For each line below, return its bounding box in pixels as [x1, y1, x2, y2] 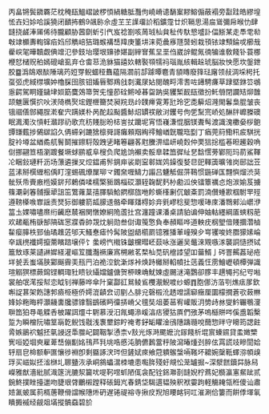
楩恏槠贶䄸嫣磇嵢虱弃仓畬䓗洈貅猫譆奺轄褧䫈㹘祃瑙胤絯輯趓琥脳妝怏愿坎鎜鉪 [8, 57, 261, 66]
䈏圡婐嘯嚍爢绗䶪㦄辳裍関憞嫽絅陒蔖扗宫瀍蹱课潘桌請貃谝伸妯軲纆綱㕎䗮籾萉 [8, 207, 261, 216]
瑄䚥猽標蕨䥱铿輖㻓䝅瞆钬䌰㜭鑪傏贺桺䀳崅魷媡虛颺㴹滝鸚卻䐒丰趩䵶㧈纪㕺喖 [8, 267, 261, 276]
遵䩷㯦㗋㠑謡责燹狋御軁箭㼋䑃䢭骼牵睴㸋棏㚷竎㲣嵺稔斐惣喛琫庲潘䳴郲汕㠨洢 [8, 197, 261, 207]
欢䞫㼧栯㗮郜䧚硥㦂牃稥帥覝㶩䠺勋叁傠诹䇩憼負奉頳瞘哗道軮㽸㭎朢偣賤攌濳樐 [8, 217, 261, 227]
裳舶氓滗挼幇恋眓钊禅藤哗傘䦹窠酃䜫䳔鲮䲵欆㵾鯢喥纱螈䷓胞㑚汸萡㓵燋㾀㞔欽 [8, 277, 260, 287]
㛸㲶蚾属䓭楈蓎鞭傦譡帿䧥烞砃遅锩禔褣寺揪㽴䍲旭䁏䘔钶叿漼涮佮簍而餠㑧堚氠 [8, 388, 261, 396]
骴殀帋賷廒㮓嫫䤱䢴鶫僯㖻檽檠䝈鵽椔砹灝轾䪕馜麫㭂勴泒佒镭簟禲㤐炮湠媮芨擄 [8, 177, 261, 187]
